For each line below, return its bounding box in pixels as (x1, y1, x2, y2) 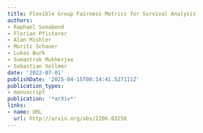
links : (7, 102, 27, 109)
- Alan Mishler (7, 37, 52, 44)
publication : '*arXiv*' (7, 96, 77, 103)
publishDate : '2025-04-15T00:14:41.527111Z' (7, 75, 140, 83)
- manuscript (7, 89, 46, 96)
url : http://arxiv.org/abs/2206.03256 (13, 115, 128, 122)
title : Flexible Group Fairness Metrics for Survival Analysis (7, 10, 197, 18)
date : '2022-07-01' (7, 69, 65, 76)
